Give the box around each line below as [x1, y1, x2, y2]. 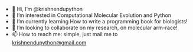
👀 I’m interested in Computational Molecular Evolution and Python [11, 12, 172, 19]
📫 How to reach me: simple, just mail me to [11, 31, 118, 37]
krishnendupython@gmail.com [11, 39, 87, 46]
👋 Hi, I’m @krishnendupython [11, 6, 83, 12]
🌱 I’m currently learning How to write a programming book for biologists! [11, 18, 188, 25]
